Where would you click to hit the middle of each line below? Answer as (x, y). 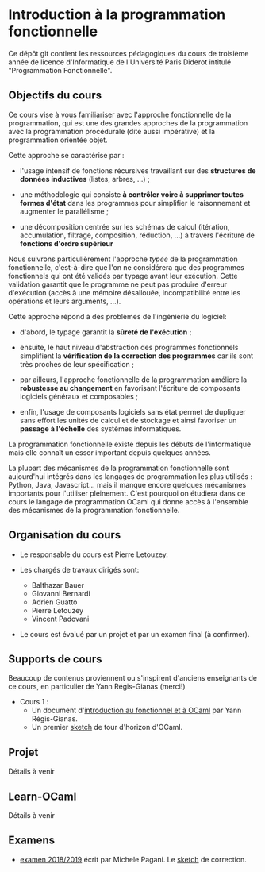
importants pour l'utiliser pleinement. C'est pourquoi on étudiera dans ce (127, 493)
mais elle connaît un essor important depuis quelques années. (110, 452)
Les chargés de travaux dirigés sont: (79, 569)
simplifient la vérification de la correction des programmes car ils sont (136, 356)
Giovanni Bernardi (61, 593)
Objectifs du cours (55, 96)
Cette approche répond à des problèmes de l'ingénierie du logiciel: (117, 316)
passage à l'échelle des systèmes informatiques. (100, 428)
